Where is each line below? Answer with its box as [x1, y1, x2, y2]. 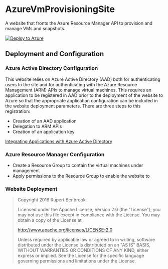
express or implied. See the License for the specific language [17, 252, 144, 259]
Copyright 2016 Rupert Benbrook [17, 197, 86, 203]
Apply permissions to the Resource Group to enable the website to [12, 173, 150, 179]
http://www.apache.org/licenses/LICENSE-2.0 [17, 227, 113, 233]
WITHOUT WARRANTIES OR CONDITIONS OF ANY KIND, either [17, 247, 149, 253]
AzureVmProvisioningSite [5, 4, 115, 15]
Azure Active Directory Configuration [5, 65, 98, 72]
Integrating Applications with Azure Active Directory [5, 138, 113, 144]
